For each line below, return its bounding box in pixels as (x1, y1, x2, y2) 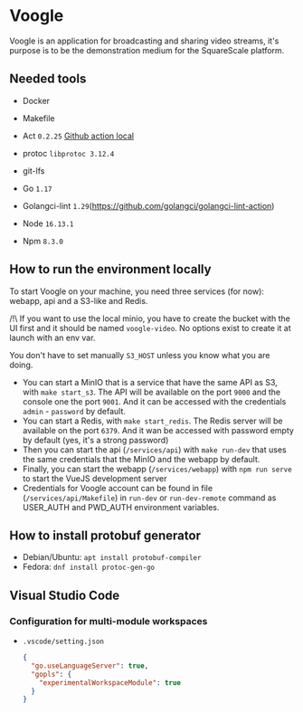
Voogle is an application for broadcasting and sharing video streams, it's (9, 35, 279, 46)
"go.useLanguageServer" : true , (31, 661, 149, 670)
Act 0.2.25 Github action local (22, 130, 134, 141)
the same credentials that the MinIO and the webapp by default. (22, 453, 260, 464)
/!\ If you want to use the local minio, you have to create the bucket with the (9, 313, 291, 324)
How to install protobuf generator (9, 527, 202, 543)
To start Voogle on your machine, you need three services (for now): (9, 286, 265, 297)
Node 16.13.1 (22, 218, 74, 229)
